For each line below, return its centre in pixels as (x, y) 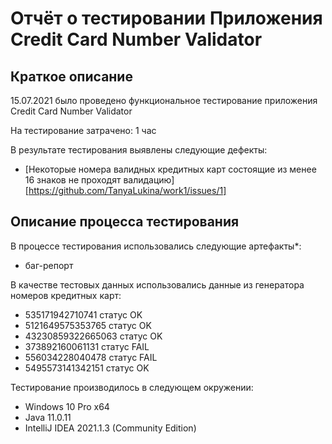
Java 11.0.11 (48, 417)
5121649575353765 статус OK (88, 325)
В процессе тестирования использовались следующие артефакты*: (156, 246)
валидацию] (149, 180)
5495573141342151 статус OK (87, 368)
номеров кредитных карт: (66, 295)
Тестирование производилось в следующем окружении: (132, 387)
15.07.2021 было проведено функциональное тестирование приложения (164, 100)
